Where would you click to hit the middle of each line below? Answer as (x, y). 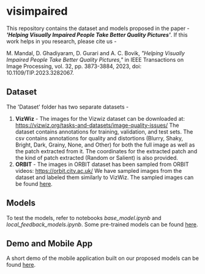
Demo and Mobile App (50, 243)
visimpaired (37, 11)
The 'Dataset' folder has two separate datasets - (68, 107)
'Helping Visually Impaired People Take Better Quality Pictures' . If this (97, 34)
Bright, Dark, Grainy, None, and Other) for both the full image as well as (105, 145)
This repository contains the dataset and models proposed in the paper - (98, 28)
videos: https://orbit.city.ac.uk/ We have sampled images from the (99, 170)
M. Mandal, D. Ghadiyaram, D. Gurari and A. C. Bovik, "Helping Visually (96, 53)
